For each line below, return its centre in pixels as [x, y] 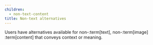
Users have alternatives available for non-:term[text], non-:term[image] [76, 32]
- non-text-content [29, 14]
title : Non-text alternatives [36, 18]
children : [15, 9]
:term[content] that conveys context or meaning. [53, 37]
